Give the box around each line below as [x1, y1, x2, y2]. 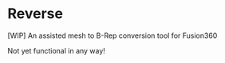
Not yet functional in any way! [7, 46, 105, 55]
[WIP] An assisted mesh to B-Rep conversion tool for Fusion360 [7, 31, 218, 40]
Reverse [7, 5, 63, 23]
